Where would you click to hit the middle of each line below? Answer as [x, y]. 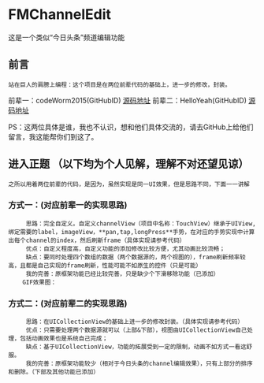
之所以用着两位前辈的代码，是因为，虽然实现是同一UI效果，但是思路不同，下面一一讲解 [129, 184]
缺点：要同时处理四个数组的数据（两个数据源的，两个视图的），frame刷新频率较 [136, 257]
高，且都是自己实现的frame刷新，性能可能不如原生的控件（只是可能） [105, 266]
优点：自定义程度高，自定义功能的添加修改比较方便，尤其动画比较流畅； [126, 249]
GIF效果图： [39, 282]
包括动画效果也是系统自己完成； [64, 339]
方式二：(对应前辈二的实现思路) [68, 303]
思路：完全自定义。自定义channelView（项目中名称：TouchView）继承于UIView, [141, 223]
